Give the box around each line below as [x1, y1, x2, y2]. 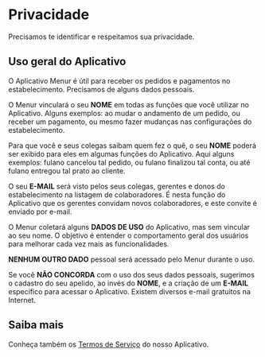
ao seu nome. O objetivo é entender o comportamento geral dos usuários [8, 231, 249, 240]
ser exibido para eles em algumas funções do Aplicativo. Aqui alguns [8, 149, 235, 158]
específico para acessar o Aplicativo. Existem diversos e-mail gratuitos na [8, 286, 251, 296]
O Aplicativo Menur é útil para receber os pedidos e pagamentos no [8, 76, 231, 85]
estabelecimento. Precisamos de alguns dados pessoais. [8, 84, 195, 94]
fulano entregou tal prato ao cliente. [8, 165, 126, 176]
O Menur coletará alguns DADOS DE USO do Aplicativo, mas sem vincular [8, 222, 251, 231]
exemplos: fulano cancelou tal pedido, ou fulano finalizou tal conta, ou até [8, 157, 251, 167]
